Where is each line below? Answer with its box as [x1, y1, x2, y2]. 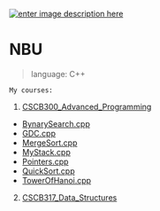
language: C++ [30, 68, 86, 79]
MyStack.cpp [21, 146, 71, 157]
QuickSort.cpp [21, 165, 75, 176]
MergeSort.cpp [21, 137, 78, 148]
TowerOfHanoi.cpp [21, 175, 91, 185]
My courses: [9, 85, 53, 95]
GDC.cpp [21, 128, 56, 138]
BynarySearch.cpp [21, 118, 90, 129]
